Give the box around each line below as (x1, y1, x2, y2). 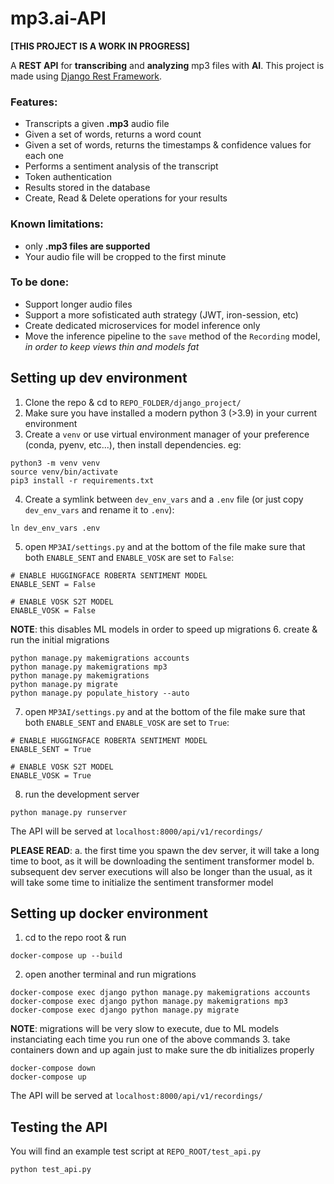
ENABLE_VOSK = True (10, 770, 92, 781)
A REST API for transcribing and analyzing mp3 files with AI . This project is (10, 59, 325, 71)
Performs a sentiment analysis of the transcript (24, 160, 219, 172)
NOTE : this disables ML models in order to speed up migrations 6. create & (10, 623, 318, 635)
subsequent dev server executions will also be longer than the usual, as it (10, 865, 313, 877)
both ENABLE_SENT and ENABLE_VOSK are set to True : (24, 716, 230, 728)
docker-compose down (10, 1063, 97, 1074)
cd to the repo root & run (24, 932, 127, 944)
